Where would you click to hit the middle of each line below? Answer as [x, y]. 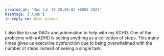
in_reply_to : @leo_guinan [31, 19]
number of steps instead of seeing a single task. [54, 48]
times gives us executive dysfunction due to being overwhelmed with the [79, 43]
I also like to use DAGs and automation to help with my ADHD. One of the [78, 33]
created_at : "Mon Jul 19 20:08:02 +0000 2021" [53, 10]
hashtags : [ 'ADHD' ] [25, 14]
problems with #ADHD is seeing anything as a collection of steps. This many [82, 38]
